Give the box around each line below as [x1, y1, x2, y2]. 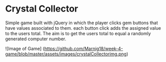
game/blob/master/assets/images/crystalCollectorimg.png [5, 51, 127, 57]
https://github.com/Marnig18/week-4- [44, 45, 124, 51]
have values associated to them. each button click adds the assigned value [5, 25, 161, 31]
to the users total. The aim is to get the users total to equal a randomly [5, 30, 151, 36]
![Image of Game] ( [5, 45, 44, 51]
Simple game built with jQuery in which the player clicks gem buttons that [5, 20, 158, 26]
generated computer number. [5, 36, 67, 42]
